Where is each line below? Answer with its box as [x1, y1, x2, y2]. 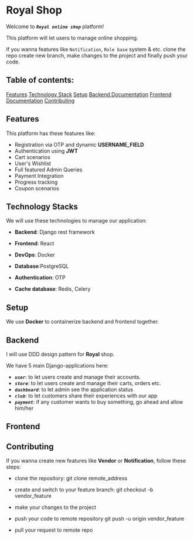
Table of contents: [6, 75, 74, 85]
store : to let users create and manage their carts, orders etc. [14, 380, 161, 386]
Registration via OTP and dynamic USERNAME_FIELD [14, 141, 145, 148]
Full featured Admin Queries [14, 166, 83, 173]
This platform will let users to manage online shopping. [6, 34, 139, 41]
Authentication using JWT [14, 147, 78, 154]
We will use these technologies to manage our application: [6, 217, 147, 224]
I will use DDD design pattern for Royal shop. [6, 351, 115, 358]
